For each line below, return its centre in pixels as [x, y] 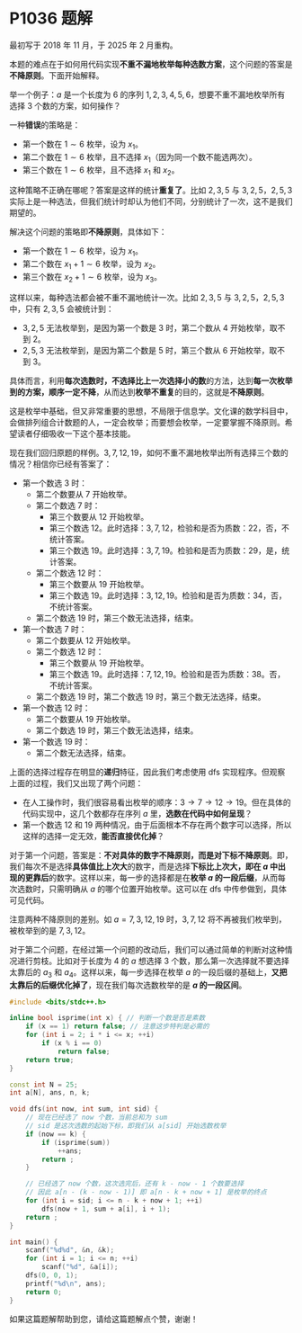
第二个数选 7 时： [68, 505]
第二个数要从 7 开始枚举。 [84, 494]
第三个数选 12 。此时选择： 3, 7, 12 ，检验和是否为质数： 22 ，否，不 [169, 528]
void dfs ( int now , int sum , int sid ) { [84, 1109]
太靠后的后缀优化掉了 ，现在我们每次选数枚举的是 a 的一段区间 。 [128, 985]
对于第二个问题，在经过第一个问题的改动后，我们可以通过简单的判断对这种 [147, 949]
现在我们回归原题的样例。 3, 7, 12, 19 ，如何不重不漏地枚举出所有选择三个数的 [149, 452]
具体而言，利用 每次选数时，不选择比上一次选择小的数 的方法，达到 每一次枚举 [151, 380]
